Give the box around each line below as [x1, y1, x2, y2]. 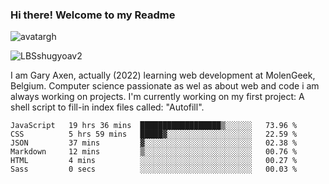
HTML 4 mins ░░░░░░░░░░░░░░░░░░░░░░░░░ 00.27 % [10, 156, 298, 166]
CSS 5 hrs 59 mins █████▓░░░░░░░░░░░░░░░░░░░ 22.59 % [10, 129, 298, 140]
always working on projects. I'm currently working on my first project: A [10, 91, 305, 103]
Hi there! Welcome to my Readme [10, 8, 176, 22]
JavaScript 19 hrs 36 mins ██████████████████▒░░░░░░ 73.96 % [10, 121, 298, 131]
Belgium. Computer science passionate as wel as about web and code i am [10, 80, 320, 92]
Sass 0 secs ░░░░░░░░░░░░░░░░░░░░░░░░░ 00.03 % [10, 164, 298, 175]
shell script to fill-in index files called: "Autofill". [10, 101, 205, 113]
